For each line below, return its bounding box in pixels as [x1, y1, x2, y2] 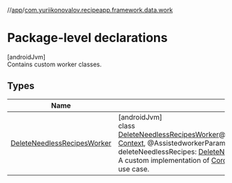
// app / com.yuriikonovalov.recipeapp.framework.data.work [7, 6, 173, 14]
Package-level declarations [7, 30, 168, 46]
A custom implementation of [118, 155, 210, 165]
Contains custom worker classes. [7, 60, 102, 68]
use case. [118, 164, 150, 173]
